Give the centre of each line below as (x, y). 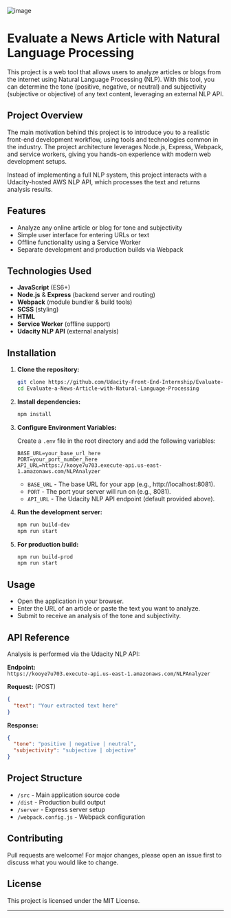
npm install (34, 414)
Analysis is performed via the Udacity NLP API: (74, 654)
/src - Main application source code (68, 795)
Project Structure (45, 778)
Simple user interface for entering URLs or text (83, 234)
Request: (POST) (32, 686)
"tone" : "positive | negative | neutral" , (75, 744)
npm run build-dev (43, 525)
